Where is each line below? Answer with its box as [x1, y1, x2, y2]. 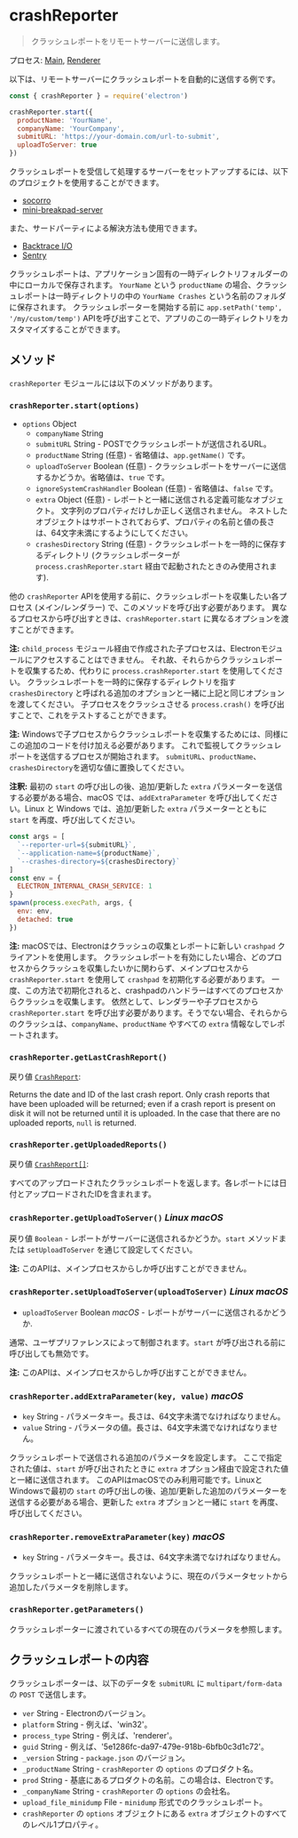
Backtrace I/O [21, 241, 73, 252]
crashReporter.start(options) [9, 400, 140, 410]
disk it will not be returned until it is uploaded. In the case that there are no [9, 1108, 281, 1118]
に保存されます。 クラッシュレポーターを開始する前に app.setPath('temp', [9, 302, 283, 312]
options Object [21, 419, 77, 430]
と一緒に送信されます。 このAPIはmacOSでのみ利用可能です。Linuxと [9, 1474, 263, 1486]
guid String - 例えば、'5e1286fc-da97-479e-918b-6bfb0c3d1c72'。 [21, 1741, 269, 1752]
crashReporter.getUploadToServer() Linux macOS [9, 1212, 223, 1224]
